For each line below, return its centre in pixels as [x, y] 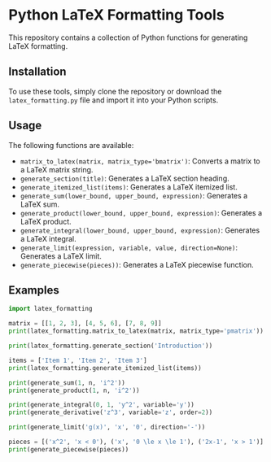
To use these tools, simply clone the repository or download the [115, 91]
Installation [37, 72]
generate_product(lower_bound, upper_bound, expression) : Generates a [141, 212]
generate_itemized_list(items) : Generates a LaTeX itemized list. [129, 187]
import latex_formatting [50, 309]
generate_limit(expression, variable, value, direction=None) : [129, 247]
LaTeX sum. [39, 204]
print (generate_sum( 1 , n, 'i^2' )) [67, 383]
